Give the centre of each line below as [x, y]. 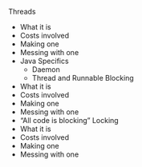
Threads [22, 12]
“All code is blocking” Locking [69, 120]
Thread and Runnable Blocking [83, 78]
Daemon [46, 70]
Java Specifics [45, 61]
